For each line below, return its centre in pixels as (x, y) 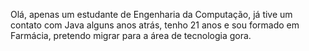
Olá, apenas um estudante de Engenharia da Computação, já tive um (151, 14)
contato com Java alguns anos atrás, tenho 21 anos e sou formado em (155, 25)
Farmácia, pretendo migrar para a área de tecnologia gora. (131, 35)
